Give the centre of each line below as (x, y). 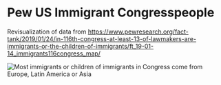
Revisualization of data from (47, 32)
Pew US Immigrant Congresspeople (111, 13)
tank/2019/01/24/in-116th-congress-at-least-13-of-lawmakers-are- (102, 38)
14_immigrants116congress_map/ (54, 53)
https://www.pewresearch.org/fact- (138, 32)
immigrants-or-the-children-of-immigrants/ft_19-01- (80, 46)
